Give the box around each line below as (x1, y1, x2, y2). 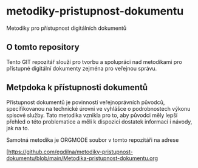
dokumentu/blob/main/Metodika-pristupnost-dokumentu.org (6, 154, 158, 162)
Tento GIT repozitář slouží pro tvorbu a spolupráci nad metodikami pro (6, 58, 182, 65)
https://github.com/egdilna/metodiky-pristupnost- (8, 148, 133, 155)
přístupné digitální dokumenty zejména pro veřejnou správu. (6, 65, 157, 72)
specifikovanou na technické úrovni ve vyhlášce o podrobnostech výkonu (6, 105, 191, 112)
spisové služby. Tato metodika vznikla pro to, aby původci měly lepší (6, 111, 178, 119)
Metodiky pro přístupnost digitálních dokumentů (6, 24, 127, 32)
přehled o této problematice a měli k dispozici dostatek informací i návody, (6, 117, 193, 125)
